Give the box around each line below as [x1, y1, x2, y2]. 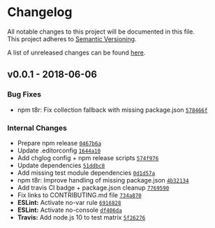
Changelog [7, 4, 73, 20]
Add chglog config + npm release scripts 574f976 [17, 153, 159, 162]
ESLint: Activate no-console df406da [17, 206, 122, 214]
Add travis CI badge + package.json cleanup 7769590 [17, 183, 170, 192]
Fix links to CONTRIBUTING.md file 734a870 [17, 190, 142, 199]
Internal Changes [7, 123, 68, 133]
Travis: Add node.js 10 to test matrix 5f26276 [17, 213, 146, 221]
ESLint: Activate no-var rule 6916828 [17, 198, 121, 206]
